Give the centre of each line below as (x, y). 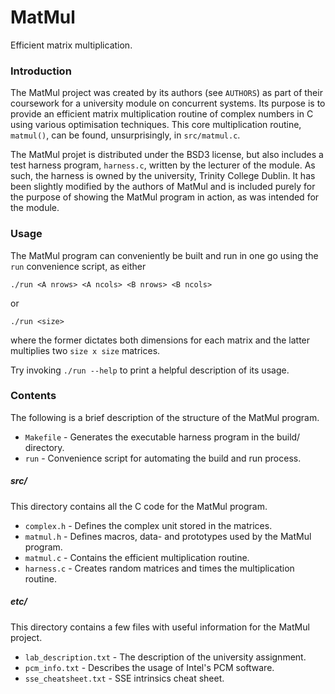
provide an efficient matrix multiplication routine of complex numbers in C (162, 114)
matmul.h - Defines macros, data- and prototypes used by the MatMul (168, 536)
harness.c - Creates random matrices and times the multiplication (159, 568)
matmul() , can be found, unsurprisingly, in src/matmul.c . (125, 135)
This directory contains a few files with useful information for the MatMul (160, 627)
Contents (33, 396)
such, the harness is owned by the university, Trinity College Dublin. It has (163, 176)
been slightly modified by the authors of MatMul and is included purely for (163, 187)
